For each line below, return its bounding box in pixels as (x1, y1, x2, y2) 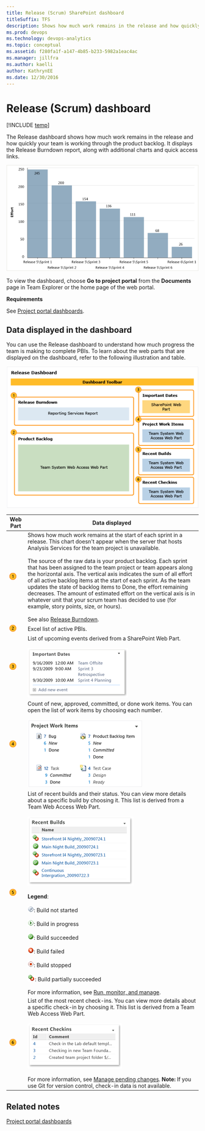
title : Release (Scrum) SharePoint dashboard (6, 10, 124, 16)
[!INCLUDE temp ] (6, 122, 50, 129)
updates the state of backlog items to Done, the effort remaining (27, 583, 188, 591)
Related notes (6, 1101, 60, 1111)
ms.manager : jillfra (6, 55, 59, 61)
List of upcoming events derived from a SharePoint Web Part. (27, 635, 181, 642)
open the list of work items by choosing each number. (27, 707, 163, 714)
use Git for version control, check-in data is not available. (27, 1082, 172, 1089)
